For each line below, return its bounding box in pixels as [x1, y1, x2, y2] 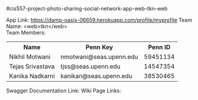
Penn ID [148, 43, 171, 51]
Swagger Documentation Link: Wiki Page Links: [6, 87, 122, 94]
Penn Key [85, 43, 113, 51]
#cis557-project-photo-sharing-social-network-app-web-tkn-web [6, 5, 168, 12]
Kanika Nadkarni [9, 72, 55, 80]
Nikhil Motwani [9, 53, 51, 61]
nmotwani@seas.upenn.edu [60, 53, 138, 61]
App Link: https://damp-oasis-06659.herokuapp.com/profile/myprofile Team [6, 17, 193, 23]
